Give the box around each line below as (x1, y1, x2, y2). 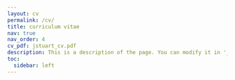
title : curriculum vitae (7, 23, 80, 30)
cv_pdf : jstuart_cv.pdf (7, 42, 77, 49)
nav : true (7, 29, 36, 37)
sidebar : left (13, 62, 55, 69)
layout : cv (7, 10, 39, 17)
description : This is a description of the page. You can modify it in (7, 49, 220, 56)
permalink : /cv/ (7, 17, 55, 24)
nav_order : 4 (7, 36, 45, 43)
